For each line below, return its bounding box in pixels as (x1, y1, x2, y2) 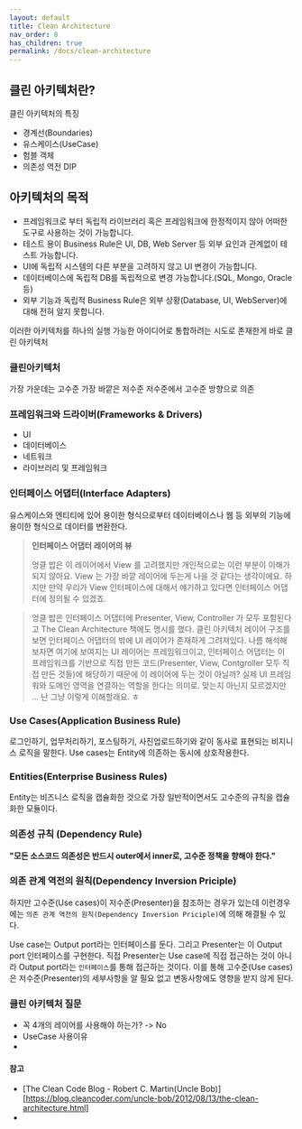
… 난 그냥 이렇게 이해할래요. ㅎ (31, 691, 140, 702)
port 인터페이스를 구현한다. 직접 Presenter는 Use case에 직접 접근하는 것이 (9, 949, 276, 961)
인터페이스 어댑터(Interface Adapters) (9, 487, 171, 500)
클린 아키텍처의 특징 (9, 107, 79, 118)
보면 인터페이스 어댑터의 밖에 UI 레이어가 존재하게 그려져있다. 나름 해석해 (31, 634, 288, 645)
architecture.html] (22, 1103, 89, 1114)
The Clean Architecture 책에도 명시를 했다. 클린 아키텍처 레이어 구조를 (41, 624, 291, 634)
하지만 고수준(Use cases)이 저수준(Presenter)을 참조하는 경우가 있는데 (9, 897, 260, 908)
